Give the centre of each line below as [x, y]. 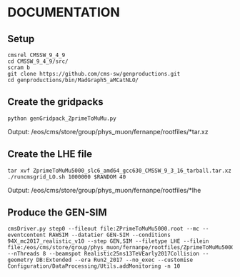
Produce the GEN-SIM [57, 212]
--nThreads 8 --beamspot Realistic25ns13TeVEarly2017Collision [104, 254]
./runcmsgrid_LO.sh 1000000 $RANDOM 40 [67, 177]
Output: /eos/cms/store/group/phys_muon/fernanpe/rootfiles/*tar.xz [108, 131]
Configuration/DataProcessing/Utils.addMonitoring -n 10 [94, 266]
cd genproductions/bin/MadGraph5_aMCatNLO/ [73, 80]
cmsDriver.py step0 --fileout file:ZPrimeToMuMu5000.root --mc [104, 229]
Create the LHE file [50, 154]
